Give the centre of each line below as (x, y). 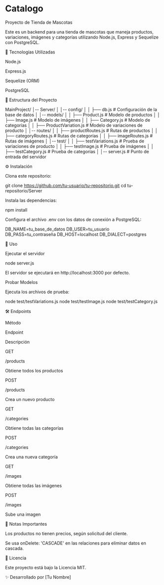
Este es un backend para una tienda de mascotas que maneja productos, (80, 32)
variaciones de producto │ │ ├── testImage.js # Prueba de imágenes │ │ (80, 146)
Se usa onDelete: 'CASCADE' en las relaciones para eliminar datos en (76, 543)
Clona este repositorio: (28, 176)
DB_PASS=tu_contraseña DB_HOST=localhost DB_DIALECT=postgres (76, 234)
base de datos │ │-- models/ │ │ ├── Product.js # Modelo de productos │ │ (83, 115)
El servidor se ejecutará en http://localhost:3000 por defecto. (67, 272)
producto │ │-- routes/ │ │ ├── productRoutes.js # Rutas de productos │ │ (82, 130)
